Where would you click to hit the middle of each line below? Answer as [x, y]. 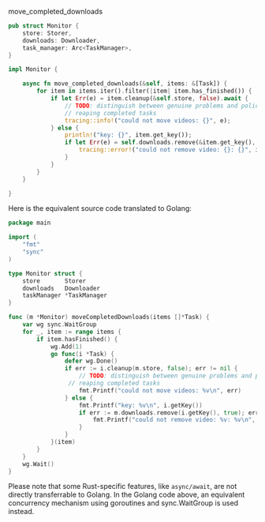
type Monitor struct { [45, 273]
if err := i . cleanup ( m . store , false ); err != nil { [151, 369]
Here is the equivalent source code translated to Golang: [100, 208]
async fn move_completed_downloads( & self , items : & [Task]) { [125, 84]
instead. [21, 512]
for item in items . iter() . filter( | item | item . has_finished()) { [144, 91]
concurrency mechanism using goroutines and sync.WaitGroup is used [123, 503]
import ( [22, 237]
